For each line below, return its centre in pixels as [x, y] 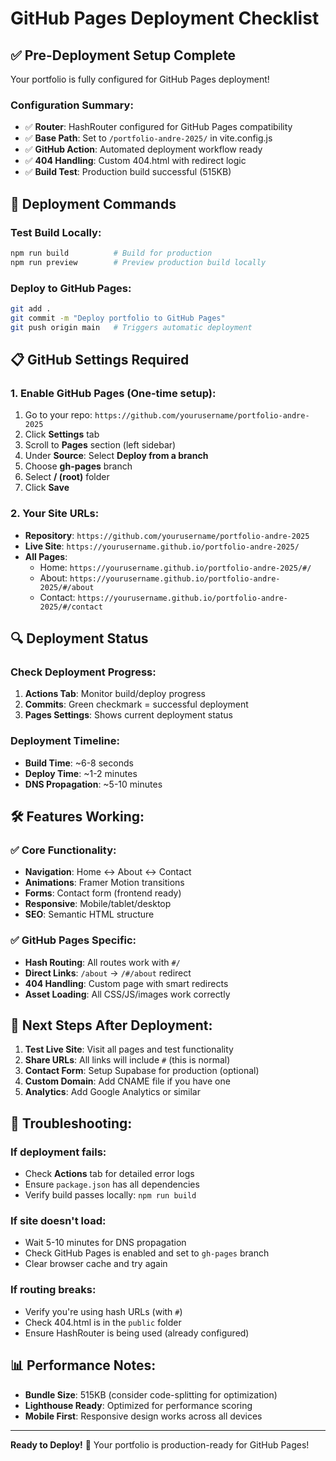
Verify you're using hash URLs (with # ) [103, 1311]
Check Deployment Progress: [83, 672]
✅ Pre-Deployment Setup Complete [123, 55]
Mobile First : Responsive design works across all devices [143, 1416]
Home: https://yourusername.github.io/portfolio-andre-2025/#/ [175, 567]
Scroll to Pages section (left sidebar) [100, 445]
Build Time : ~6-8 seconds [79, 763]
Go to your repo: [58, 415]
